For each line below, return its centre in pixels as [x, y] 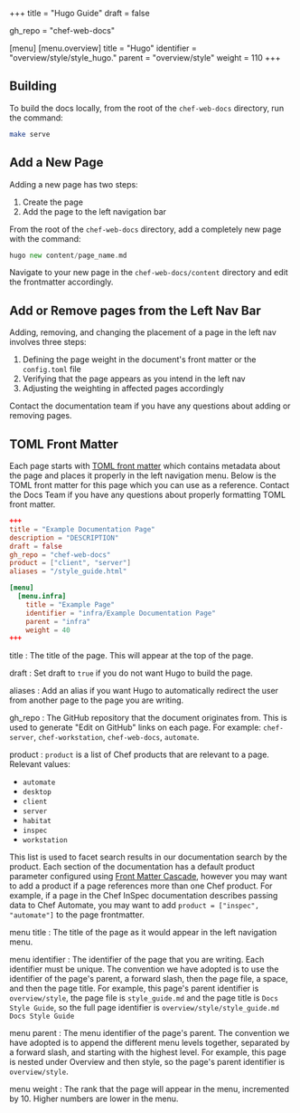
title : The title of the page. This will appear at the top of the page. [131, 656]
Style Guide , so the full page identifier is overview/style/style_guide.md [145, 1008]
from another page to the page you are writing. [97, 700]
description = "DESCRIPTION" [64, 538]
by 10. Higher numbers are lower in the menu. [94, 1099]
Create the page [53, 202]
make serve [30, 134]
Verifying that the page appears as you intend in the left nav [134, 379]
